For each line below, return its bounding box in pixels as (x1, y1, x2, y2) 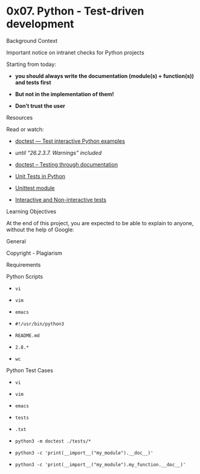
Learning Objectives (6, 208, 56, 215)
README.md (15, 332, 40, 338)
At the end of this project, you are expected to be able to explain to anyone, (6, 219, 194, 226)
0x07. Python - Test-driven (6, 4, 144, 18)
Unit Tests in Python (15, 173, 65, 180)
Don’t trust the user (15, 102, 65, 110)
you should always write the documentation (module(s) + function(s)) (15, 72, 195, 79)
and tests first (15, 79, 51, 86)
